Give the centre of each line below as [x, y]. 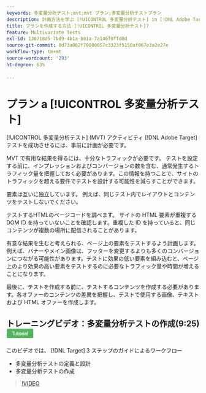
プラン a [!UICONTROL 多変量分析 [92, 104]
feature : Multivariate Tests [44, 32]
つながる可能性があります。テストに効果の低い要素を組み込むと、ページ [108, 259]
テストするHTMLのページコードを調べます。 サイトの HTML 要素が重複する [102, 215]
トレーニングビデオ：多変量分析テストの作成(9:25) [103, 323]
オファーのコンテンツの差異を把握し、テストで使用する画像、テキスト [110, 295]
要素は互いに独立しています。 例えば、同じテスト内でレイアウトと [90, 194]
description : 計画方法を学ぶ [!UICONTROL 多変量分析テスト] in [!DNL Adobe [98, 19]
